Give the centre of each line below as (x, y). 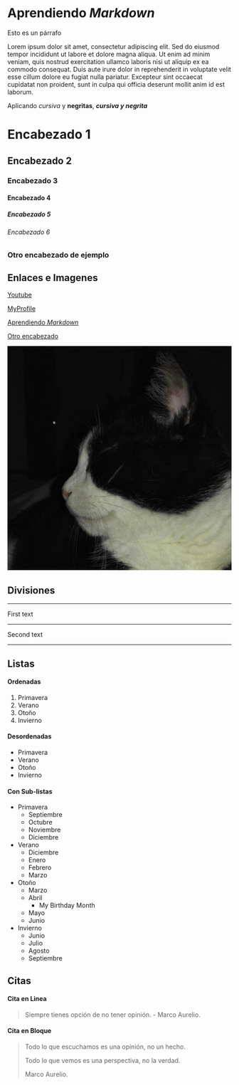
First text (20, 614)
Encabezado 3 (33, 181)
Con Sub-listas (30, 791)
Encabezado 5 (29, 214)
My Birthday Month (67, 906)
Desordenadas (30, 736)
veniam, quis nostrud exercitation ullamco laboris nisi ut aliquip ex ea (108, 61)
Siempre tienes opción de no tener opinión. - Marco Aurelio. (112, 1015)
